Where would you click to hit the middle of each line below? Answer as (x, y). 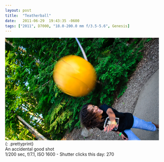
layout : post (18, 10)
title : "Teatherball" (28, 15)
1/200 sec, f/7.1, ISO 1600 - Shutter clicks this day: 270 (60, 154)
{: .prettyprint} (20, 144)
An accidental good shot (30, 149)
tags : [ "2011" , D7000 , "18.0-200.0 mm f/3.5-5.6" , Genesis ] (68, 26)
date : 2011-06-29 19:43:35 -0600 (42, 21)
